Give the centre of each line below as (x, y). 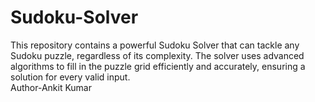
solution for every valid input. (70, 77)
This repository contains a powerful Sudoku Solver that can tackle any (155, 45)
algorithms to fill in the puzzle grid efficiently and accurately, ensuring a (158, 66)
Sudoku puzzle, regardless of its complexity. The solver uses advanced (157, 55)
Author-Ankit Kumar (51, 87)
